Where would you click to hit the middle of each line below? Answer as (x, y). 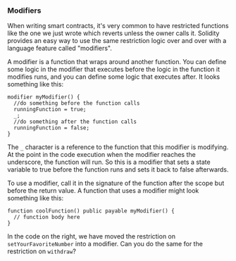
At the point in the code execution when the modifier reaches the (101, 155)
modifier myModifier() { (44, 97)
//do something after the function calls (75, 122)
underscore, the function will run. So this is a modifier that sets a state (109, 162)
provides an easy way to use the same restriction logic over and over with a (117, 41)
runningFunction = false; (52, 128)
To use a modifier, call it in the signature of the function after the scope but (116, 183)
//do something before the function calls (77, 103)
